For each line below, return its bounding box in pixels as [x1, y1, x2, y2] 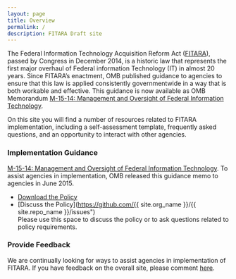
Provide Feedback [7, 240, 70, 250]
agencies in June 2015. [7, 179, 75, 187]
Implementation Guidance [7, 148, 99, 158]
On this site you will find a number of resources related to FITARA [7, 116, 197, 124]
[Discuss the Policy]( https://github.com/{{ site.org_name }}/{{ [17, 200, 197, 209]
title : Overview [7, 17, 55, 24]
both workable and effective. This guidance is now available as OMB [7, 87, 206, 95]
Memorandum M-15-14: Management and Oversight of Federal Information [7, 94, 224, 103]
